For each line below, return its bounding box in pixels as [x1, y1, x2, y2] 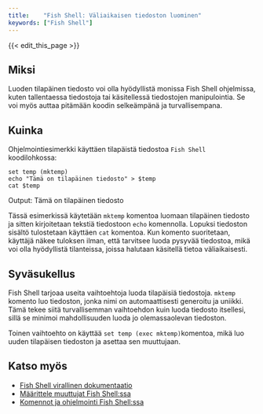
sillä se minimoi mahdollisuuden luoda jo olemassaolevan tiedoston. [8, 312, 227, 323]
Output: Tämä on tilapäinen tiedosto [8, 196, 124, 205]
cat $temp [8, 182, 41, 190]
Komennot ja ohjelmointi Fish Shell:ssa [19, 397, 144, 406]
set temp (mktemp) [8, 168, 68, 176]
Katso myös [8, 360, 68, 373]
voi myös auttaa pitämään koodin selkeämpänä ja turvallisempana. [8, 101, 223, 110]
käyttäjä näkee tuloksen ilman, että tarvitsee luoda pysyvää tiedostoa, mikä [8, 236, 251, 246]
